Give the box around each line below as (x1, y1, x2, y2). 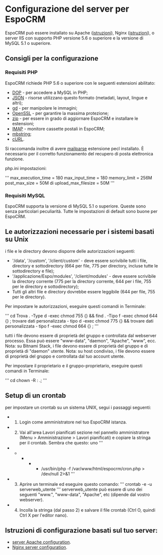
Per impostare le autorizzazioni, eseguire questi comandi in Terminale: (5, 303, 146, 309)
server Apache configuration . (12, 539, 72, 545)
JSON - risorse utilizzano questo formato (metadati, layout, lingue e (12, 95, 147, 100)
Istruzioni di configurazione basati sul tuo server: (5, 526, 158, 535)
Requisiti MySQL (5, 192, 45, 199)
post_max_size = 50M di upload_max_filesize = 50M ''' (5, 180, 115, 186)
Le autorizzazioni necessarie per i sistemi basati (5, 228, 154, 236)
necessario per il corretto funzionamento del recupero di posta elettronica (5, 151, 153, 156)
